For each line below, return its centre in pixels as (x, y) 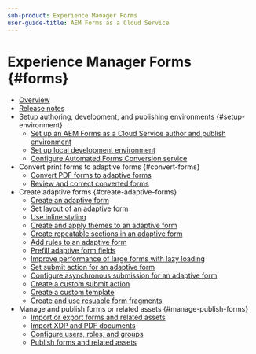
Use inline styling (59, 217)
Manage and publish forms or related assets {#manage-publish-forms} (133, 309)
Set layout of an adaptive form (79, 208)
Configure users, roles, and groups (87, 334)
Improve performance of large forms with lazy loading (118, 259)
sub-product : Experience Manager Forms (73, 15)
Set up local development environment (93, 150)
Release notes (42, 109)
